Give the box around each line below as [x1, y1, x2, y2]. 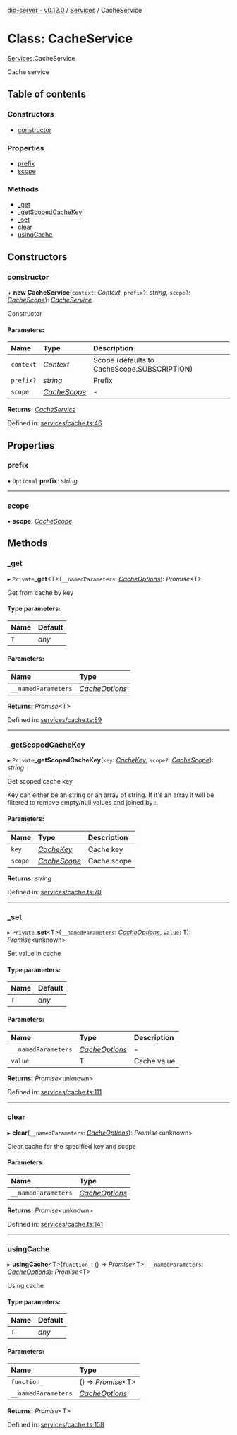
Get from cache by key [7, 588, 74, 596]
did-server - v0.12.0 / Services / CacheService [7, 6, 142, 14]
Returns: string [7, 874, 51, 882]
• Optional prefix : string [7, 476, 78, 485]
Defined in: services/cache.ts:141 [7, 1220, 104, 1228]
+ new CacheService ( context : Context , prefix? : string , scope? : [7, 288, 190, 296]
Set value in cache [7, 949, 61, 957]
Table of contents [7, 88, 86, 100]
